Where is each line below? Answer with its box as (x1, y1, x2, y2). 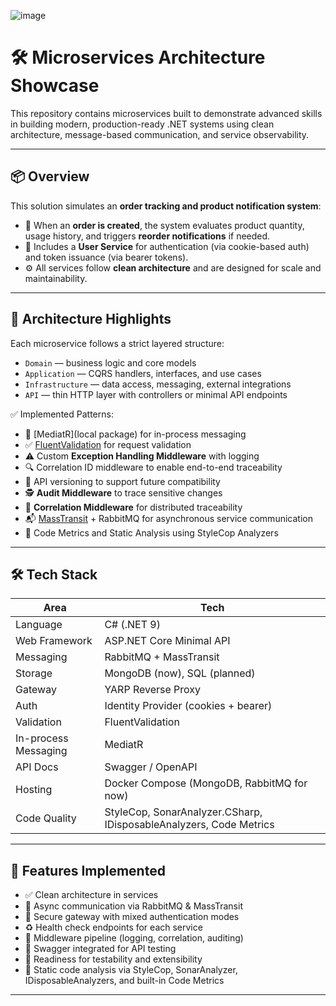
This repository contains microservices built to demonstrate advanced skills (10, 107, 323, 119)
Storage (15, 666, 53, 680)
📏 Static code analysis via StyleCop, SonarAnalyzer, (24, 964, 238, 976)
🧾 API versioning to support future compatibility (24, 475, 221, 487)
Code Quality (15, 811, 77, 825)
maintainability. (24, 272, 88, 284)
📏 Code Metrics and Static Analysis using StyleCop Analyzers (24, 526, 279, 539)
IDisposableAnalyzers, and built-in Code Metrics (24, 975, 225, 987)
